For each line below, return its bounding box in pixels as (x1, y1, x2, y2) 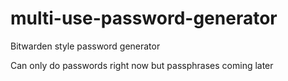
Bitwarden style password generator (10, 40, 161, 52)
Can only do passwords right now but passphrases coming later (10, 59, 274, 71)
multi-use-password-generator (10, 7, 278, 30)
